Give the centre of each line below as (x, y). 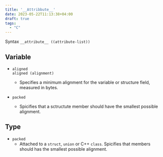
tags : (10, 23)
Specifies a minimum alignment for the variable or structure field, (85, 82)
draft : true (17, 19)
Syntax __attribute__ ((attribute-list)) (48, 41)
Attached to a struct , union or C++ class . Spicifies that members (85, 144)
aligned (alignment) (33, 73)
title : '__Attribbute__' (30, 10)
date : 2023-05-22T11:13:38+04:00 (39, 14)
